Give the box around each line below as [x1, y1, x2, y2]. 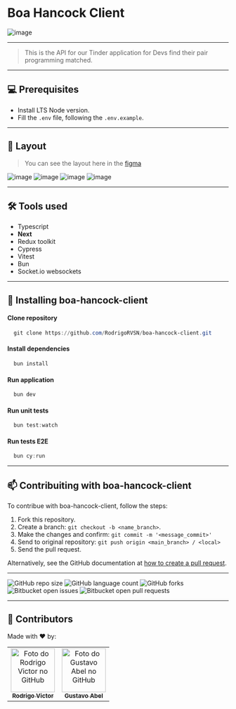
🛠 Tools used [7, 200, 68, 212]
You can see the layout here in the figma [24, 159, 142, 167]
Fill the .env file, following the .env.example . [17, 113, 144, 122]
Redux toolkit [17, 238, 56, 246]
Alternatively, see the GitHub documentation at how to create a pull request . [7, 559, 227, 567]
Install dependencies [7, 344, 70, 353]
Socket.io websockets [17, 267, 82, 275]
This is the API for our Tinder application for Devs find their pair [24, 48, 209, 57]
